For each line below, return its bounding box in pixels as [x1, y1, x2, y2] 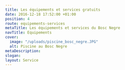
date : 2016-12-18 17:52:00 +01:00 [5, 12, 77, 17]
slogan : [5, 53, 21, 58]
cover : [5, 35, 19, 40]
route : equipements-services [5, 21, 65, 26]
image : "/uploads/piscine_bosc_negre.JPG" [9, 39, 98, 44]
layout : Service [5, 58, 39, 63]
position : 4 [5, 16, 30, 21]
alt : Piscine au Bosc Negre [9, 44, 68, 49]
